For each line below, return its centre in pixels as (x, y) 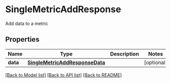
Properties (22, 39)
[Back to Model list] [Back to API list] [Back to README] (64, 75)
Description (124, 53)
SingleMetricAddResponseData (66, 62)
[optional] (155, 62)
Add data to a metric (27, 23)
